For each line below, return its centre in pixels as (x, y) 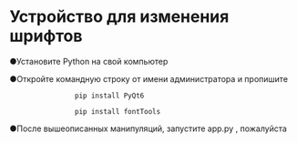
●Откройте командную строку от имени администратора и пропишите (149, 78)
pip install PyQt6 (109, 96)
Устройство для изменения (119, 17)
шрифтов (46, 36)
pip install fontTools (118, 111)
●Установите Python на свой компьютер (89, 61)
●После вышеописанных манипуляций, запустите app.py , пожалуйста (148, 128)
